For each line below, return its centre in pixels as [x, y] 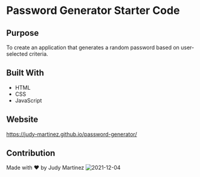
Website [22, 120]
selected [17, 54]
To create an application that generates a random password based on [93, 47]
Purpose [23, 33]
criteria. [39, 54]
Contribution [31, 153]
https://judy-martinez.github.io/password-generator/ [72, 134]
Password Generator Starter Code [93, 11]
